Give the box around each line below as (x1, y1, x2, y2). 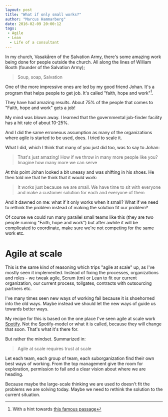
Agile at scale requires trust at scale (17, 346, 91, 352)
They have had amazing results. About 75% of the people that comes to (5, 100, 153, 106)
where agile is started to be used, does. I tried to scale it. (5, 135, 122, 141)
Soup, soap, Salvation (17, 74, 62, 80)
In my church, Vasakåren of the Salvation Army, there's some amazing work (5, 54, 161, 60)
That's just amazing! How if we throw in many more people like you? (17, 154, 158, 160)
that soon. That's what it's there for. (5, 326, 79, 332)
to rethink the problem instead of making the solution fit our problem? (5, 205, 148, 211)
